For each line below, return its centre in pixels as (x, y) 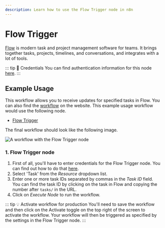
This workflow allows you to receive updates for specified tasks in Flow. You (82, 100)
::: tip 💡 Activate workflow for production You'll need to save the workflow (80, 204)
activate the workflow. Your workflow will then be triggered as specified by (81, 215)
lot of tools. (16, 58)
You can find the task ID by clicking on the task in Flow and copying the (85, 184)
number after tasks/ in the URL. (44, 189)
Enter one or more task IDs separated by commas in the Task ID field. (83, 179)
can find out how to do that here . (45, 168)
